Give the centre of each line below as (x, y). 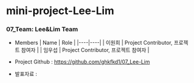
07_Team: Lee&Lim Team (42, 29)
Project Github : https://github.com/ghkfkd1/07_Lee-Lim (82, 62)
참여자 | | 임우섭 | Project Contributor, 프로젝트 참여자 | (85, 50)
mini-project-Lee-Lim (60, 11)
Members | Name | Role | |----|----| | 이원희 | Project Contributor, (93, 43)
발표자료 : (26, 74)
